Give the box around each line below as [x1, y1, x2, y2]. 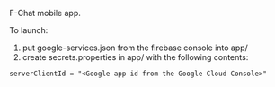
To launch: [9, 25, 49, 35]
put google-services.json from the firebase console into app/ [22, 42, 249, 53]
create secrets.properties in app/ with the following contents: [22, 52, 249, 62]
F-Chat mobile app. [9, 8, 81, 18]
